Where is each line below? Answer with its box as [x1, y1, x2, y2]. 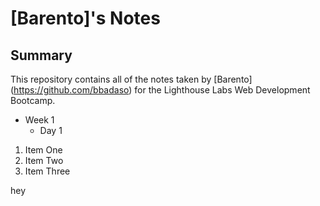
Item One [24, 144, 63, 156]
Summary [10, 47, 73, 64]
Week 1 [24, 114, 55, 126]
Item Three [24, 165, 71, 177]
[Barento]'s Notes [10, 7, 161, 30]
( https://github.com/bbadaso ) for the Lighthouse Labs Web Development [10, 84, 311, 96]
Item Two [24, 155, 64, 166]
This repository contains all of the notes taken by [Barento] [10, 73, 253, 85]
